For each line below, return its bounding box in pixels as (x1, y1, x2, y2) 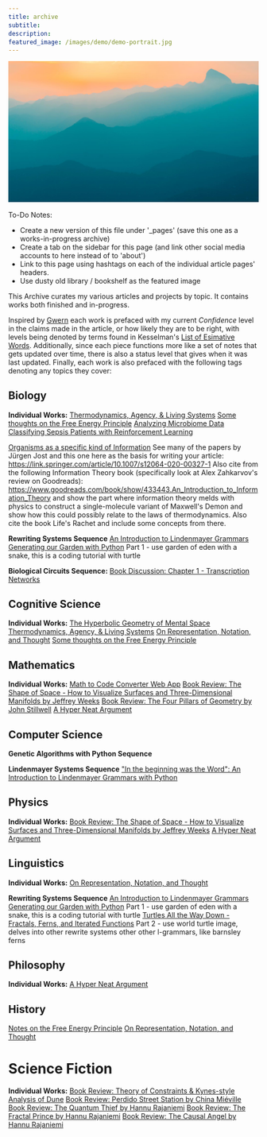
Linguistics (8, 857, 64, 870)
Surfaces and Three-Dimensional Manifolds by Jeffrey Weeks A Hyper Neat (8, 825, 257, 834)
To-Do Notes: (8, 210, 53, 219)
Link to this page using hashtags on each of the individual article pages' (19, 259, 256, 269)
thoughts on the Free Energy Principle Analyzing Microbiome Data (8, 418, 225, 428)
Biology (8, 389, 47, 403)
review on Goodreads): (8, 476, 83, 485)
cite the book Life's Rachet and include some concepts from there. (8, 518, 226, 528)
